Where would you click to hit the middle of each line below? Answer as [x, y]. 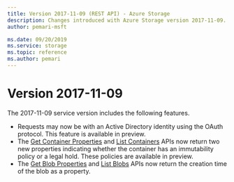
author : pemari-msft [37, 27]
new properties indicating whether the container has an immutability [116, 148]
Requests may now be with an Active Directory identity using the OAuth [120, 126]
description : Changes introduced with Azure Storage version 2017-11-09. [117, 20]
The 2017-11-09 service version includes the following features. [98, 113]
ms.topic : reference [37, 52]
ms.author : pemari [34, 59]
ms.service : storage [37, 46]
